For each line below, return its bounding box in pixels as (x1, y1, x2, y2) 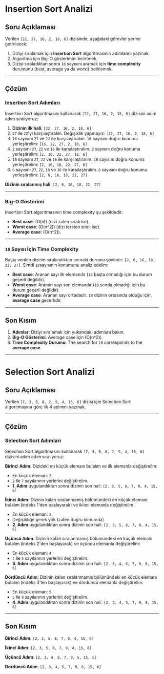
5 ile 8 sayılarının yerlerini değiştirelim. (12, 594, 89, 600)
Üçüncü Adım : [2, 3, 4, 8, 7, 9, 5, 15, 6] (5, 654, 97, 660)
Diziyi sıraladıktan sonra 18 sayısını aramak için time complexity (12, 61, 141, 66)
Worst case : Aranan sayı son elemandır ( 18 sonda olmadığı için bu (12, 282, 145, 288)
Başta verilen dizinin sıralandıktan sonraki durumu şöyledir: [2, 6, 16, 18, (5, 257, 155, 263)
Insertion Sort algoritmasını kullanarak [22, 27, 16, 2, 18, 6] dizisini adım (5, 110, 157, 116)
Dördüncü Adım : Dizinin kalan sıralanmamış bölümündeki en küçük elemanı (5, 574, 157, 580)
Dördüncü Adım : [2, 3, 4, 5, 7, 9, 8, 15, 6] (5, 663, 102, 670)
